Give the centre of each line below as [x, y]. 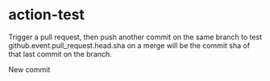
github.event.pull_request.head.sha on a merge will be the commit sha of [129, 45]
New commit [29, 69]
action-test [46, 15]
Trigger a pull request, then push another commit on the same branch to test [135, 37]
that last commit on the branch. [60, 54]
